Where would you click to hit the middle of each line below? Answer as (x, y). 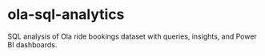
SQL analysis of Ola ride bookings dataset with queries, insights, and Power (132, 36)
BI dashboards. (32, 44)
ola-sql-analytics (66, 15)
